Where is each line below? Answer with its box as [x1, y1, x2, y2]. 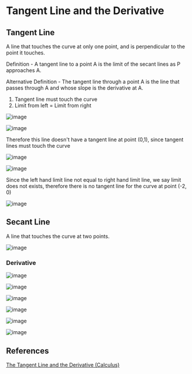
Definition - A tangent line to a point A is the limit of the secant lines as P [6, 60, 180, 67]
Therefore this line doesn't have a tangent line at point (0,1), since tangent [6, 136, 184, 143]
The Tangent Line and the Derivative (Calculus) [6, 361, 120, 368]
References [6, 346, 49, 356]
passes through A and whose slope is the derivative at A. [6, 84, 143, 91]
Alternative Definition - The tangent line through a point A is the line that [6, 78, 180, 85]
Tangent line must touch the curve [14, 96, 98, 103]
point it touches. [6, 49, 46, 56]
